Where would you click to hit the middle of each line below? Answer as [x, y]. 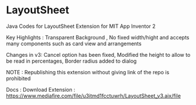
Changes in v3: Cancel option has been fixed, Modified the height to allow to [98, 55]
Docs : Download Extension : [41, 89]
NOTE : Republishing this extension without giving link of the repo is [88, 72]
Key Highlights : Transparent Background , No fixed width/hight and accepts [98, 37]
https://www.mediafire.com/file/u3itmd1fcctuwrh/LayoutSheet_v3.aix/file [94, 96]
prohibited [18, 78]
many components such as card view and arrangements [74, 44]
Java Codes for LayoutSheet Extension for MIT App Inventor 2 [81, 26]
